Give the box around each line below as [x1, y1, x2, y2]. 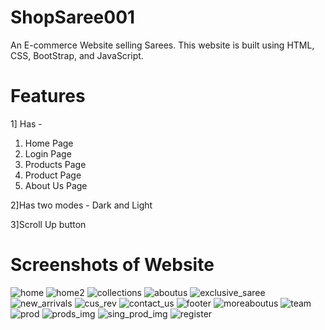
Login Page [24, 147, 72, 160]
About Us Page [24, 179, 88, 191]
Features [10, 85, 86, 108]
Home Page [24, 137, 74, 149]
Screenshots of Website [10, 254, 215, 276]
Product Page [24, 169, 82, 181]
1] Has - [10, 117, 43, 130]
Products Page [24, 158, 87, 170]
